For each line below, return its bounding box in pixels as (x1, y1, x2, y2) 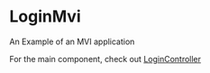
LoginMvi (9, 6, 81, 27)
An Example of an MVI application (9, 36, 135, 47)
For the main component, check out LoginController (9, 53, 201, 64)
